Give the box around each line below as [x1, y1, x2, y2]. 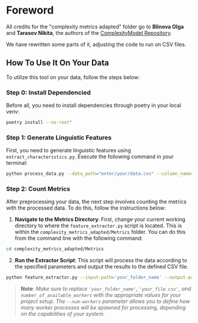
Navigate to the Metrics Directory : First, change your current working [14, 216, 186, 223]
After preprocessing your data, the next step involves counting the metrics [6, 198, 187, 205]
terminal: [6, 159, 28, 167]
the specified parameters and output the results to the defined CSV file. [14, 263, 189, 270]
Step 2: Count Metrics [6, 185, 71, 193]
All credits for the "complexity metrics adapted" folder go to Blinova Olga [6, 23, 184, 30]
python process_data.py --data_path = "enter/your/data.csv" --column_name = [6, 171, 194, 177]
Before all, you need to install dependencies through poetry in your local [6, 102, 181, 109]
